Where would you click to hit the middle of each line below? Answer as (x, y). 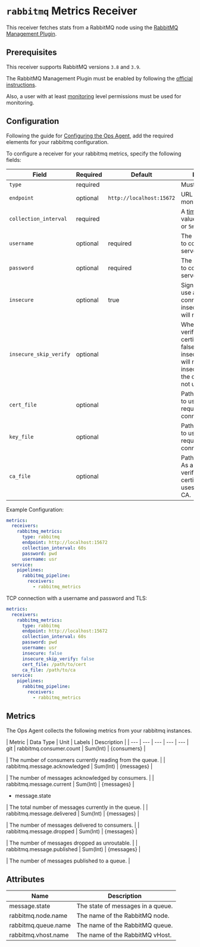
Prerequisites (32, 53)
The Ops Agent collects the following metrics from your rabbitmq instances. (99, 730)
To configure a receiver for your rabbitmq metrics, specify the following (94, 154)
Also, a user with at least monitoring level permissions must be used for (94, 96)
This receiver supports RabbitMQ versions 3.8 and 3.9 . (74, 67)
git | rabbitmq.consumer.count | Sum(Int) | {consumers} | (76, 748)
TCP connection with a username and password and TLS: (77, 598)
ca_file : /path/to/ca (49, 670)
